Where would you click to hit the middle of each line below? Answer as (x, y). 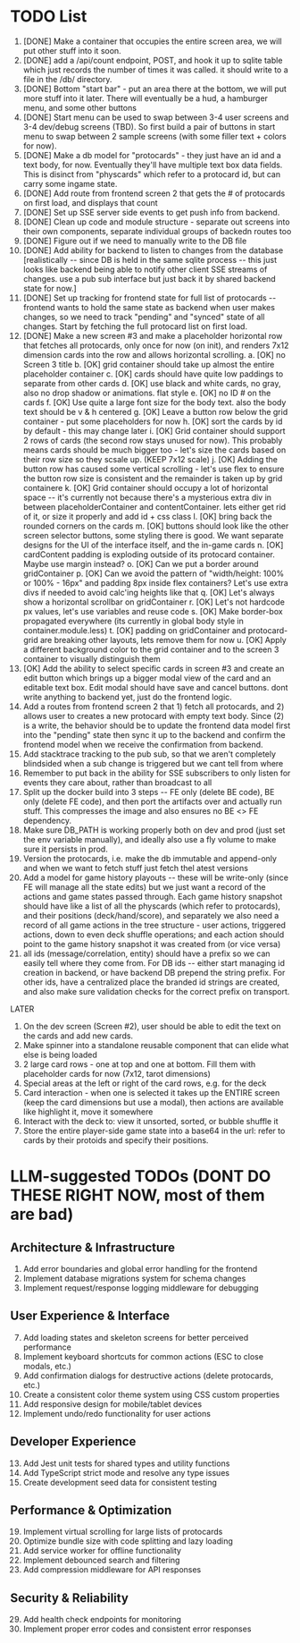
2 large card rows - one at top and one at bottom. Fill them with (139, 1064)
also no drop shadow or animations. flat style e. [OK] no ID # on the (147, 393)
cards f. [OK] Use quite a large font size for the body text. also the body (154, 402)
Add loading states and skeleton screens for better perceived (136, 1337)
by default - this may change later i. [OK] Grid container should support (154, 430)
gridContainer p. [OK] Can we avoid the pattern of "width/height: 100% (154, 573)
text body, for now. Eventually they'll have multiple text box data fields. (153, 165)
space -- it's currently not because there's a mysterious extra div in (147, 497)
